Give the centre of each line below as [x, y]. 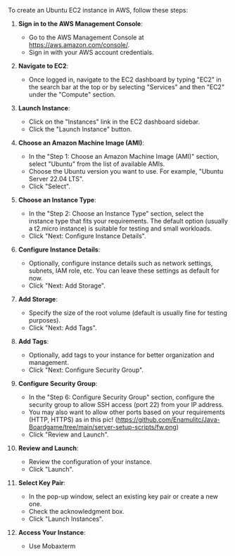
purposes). [44, 320]
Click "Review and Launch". [69, 434]
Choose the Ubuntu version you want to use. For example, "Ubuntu [126, 171]
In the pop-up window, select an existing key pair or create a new [123, 496]
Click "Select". [50, 186]
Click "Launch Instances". [66, 519]
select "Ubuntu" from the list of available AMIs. [97, 164]
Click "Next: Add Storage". [67, 285]
